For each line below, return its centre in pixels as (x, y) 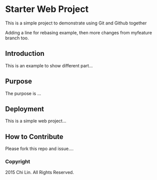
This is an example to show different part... (49, 65)
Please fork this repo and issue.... (39, 149)
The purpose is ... (23, 93)
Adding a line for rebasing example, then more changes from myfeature (78, 32)
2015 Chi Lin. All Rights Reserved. (40, 173)
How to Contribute (34, 136)
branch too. (17, 38)
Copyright (18, 162)
